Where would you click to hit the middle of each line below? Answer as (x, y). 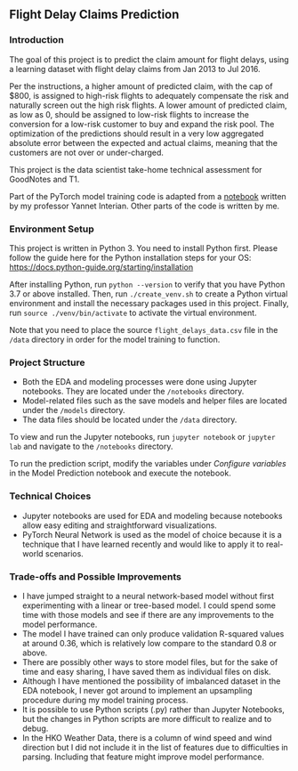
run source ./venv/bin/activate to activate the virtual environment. (133, 312)
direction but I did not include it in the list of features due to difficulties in (155, 747)
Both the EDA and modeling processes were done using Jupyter (139, 382)
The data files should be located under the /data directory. (129, 420)
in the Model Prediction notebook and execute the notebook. (120, 473)
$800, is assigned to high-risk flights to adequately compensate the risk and (149, 95)
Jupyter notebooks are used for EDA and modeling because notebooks (152, 515)
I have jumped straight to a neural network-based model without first (148, 596)
